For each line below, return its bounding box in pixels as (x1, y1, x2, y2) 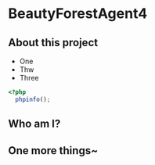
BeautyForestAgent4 (8, 5, 148, 23)
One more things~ (8, 144, 99, 157)
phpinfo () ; (15, 95, 51, 103)
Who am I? (8, 117, 61, 131)
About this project (8, 36, 99, 49)
